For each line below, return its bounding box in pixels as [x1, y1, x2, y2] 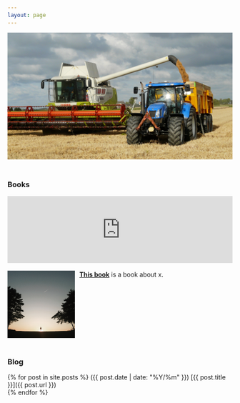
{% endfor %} [7, 388, 49, 397]
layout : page [7, 11, 46, 19]
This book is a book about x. [79, 270, 164, 279]
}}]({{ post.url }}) [7, 381, 57, 389]
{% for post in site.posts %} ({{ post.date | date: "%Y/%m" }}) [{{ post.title [7, 373, 226, 382]
